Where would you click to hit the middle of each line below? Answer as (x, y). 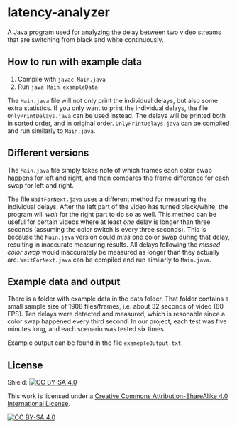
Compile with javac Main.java (62, 79)
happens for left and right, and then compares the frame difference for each (118, 178)
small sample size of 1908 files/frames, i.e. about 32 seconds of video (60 (116, 306)
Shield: (17, 382)
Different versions (48, 153)
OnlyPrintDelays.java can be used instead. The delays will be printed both (116, 115)
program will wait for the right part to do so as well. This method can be (112, 214)
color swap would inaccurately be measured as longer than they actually (114, 252)
